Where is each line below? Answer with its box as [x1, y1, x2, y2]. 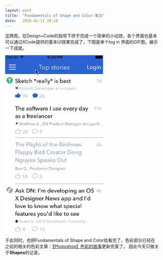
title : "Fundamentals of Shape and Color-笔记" [5, 13, 105, 18]
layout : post [5, 8, 32, 13]
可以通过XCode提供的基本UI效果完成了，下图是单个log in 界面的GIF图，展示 [5, 39, 158, 45]
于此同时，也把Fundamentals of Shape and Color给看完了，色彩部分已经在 [5, 237, 156, 243]
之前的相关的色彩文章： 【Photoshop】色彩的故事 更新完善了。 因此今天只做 [5, 243, 155, 250]
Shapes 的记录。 [9, 250, 43, 256]
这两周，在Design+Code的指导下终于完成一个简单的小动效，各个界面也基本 [5, 33, 158, 39]
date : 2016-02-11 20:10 [5, 18, 58, 23]
